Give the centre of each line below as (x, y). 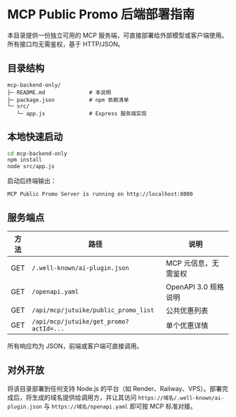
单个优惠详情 (187, 326)
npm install (25, 160)
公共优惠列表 (187, 310)
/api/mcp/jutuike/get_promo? (80, 322)
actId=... (48, 329)
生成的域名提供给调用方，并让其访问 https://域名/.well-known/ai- (128, 397)
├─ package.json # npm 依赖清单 (68, 100)
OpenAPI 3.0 (187, 287)
